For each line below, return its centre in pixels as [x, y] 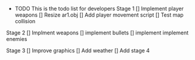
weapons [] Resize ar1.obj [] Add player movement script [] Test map [99, 15]
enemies [17, 39]
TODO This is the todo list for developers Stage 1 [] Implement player [99, 9]
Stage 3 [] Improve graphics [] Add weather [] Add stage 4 [78, 50]
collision [25, 21]
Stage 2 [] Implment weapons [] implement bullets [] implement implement [97, 33]
